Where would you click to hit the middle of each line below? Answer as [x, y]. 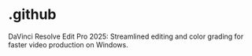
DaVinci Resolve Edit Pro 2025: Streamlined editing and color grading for [126, 36]
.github [32, 15]
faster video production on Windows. [68, 44]
